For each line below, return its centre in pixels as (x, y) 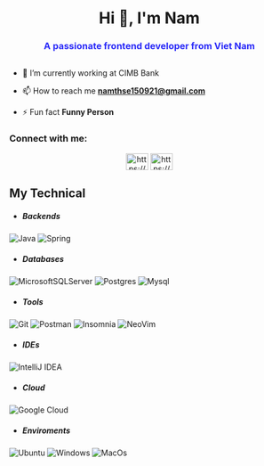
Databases (43, 258)
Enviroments (46, 430)
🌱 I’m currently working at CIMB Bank (91, 73)
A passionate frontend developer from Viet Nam (149, 46)
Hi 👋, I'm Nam (149, 18)
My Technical (48, 194)
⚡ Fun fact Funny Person (68, 112)
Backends (41, 216)
